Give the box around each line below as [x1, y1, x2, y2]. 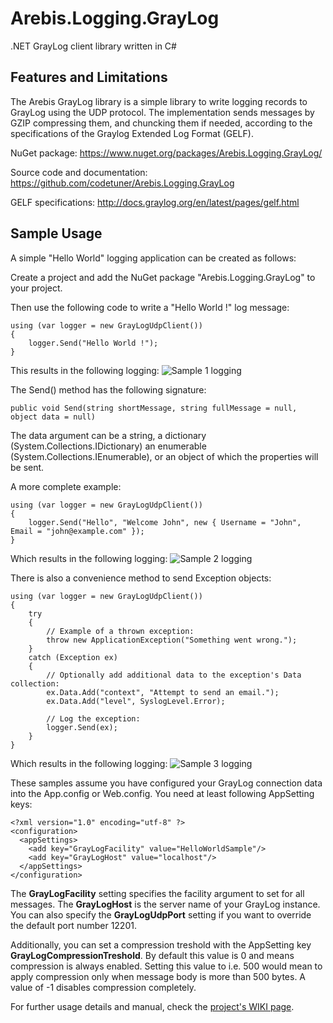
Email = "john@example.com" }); [10, 526, 145, 536]
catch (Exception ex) [28, 652, 118, 662]
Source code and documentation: [10, 166, 148, 178]
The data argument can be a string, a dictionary [10, 429, 207, 441]
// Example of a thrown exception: [46, 626, 195, 636]
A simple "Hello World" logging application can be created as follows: [10, 252, 297, 264]
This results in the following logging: [10, 364, 160, 376]
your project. [10, 282, 63, 294]
